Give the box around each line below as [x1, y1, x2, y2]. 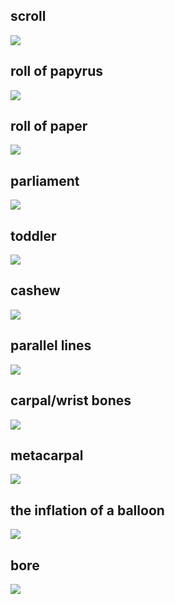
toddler [10, 227, 57, 244]
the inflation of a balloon [10, 502, 165, 519]
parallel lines [10, 337, 92, 354]
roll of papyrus [10, 63, 104, 80]
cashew [10, 282, 61, 299]
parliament [10, 172, 80, 189]
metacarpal [10, 447, 84, 464]
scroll [10, 8, 47, 25]
